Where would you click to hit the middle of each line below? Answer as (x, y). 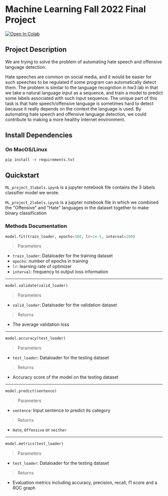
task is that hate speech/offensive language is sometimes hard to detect (79, 103)
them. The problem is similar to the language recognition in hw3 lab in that (82, 87)
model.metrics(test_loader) (34, 444)
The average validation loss (41, 324)
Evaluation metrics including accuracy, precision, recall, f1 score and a (85, 482)
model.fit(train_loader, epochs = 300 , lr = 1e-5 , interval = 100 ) (70, 236)
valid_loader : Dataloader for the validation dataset (65, 305)
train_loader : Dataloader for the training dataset (62, 256)
